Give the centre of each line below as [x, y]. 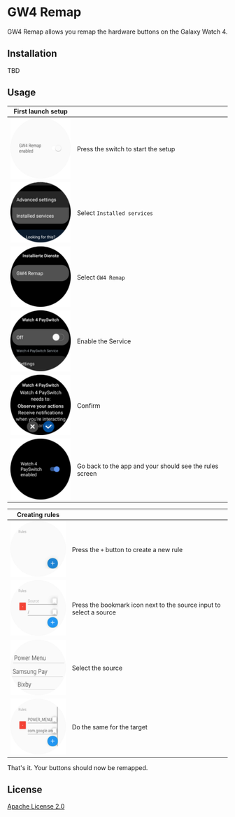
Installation [32, 54]
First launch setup [41, 111]
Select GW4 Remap [101, 277]
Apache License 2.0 [36, 806]
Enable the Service [104, 341]
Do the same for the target [110, 727]
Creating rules [38, 514]
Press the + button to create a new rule [128, 549]
